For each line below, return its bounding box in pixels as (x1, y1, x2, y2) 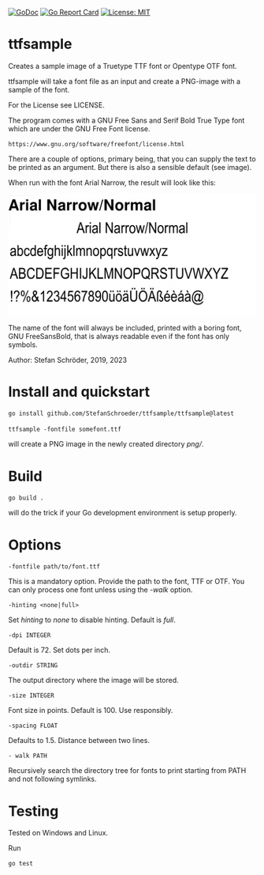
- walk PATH (8, 752, 47, 760)
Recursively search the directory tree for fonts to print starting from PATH (8, 766, 247, 775)
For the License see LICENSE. (8, 100, 105, 110)
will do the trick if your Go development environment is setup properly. (8, 508, 237, 518)
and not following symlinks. (8, 775, 97, 784)
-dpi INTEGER (8, 632, 51, 639)
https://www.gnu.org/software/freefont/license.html (8, 140, 185, 148)
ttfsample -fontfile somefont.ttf (8, 425, 122, 434)
